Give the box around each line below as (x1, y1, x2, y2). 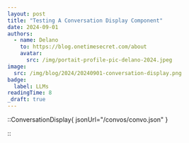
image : (7, 63, 27, 70)
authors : (7, 30, 33, 38)
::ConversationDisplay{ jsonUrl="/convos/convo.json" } (7, 115, 168, 124)
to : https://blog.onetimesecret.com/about (20, 43, 147, 50)
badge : (7, 76, 27, 84)
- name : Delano (13, 37, 59, 44)
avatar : (20, 50, 42, 57)
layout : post (7, 10, 46, 18)
